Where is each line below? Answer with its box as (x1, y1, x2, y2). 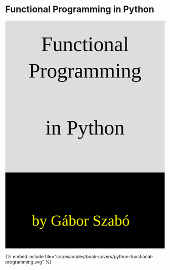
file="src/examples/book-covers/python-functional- (45, 253, 153, 259)
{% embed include (5, 253, 44, 259)
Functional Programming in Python (5, 4, 154, 15)
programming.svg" (5, 259, 45, 265)
